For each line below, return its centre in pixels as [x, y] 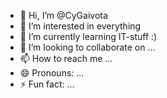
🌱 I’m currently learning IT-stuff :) [88, 36]
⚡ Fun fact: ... [47, 84]
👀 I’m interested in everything [80, 26]
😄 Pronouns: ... [52, 73]
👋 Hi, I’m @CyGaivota [63, 15]
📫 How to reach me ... [66, 58]
